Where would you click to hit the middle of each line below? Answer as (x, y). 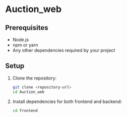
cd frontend (25, 110)
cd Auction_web (28, 92)
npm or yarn (25, 45)
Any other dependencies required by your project (64, 50)
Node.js (21, 39)
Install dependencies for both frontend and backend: (67, 101)
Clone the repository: (35, 78)
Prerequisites (27, 28)
